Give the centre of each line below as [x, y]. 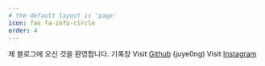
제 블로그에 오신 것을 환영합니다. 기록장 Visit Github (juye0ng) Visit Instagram [132, 54]
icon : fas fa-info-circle [52, 23]
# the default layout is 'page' [62, 16]
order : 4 [23, 30]
